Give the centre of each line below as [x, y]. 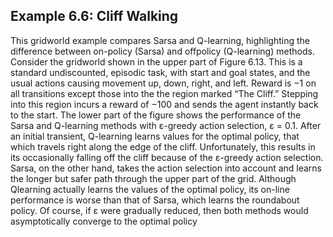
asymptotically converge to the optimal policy [104, 221]
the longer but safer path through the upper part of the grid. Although [153, 178]
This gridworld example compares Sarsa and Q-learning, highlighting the [160, 40]
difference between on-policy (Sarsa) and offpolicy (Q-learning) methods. [162, 51]
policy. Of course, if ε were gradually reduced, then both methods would [159, 210]
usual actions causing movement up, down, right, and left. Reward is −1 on [163, 83]
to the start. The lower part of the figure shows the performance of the [156, 115]
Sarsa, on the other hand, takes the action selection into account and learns [166, 168]
